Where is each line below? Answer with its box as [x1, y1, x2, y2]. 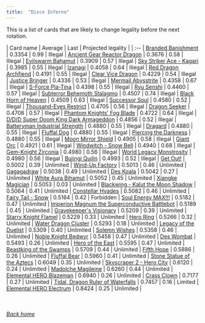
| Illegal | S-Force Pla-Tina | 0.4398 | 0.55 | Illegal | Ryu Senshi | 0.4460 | [6, 83, 189, 91]
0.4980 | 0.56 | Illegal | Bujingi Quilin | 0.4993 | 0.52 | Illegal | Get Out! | [6, 154, 185, 162]
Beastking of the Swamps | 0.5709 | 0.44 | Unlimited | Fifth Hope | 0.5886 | [6, 245, 195, 253]
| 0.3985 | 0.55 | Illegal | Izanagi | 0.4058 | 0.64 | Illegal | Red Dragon [6, 64, 179, 71]
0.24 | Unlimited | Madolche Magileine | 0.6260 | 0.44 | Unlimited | [6, 265, 173, 272]
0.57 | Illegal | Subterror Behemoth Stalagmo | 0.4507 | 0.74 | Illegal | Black [6, 89, 194, 97]
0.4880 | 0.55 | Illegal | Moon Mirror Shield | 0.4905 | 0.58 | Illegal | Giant [6, 135, 190, 143]
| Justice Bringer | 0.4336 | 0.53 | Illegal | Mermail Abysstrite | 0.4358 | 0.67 [6, 76, 197, 84]
